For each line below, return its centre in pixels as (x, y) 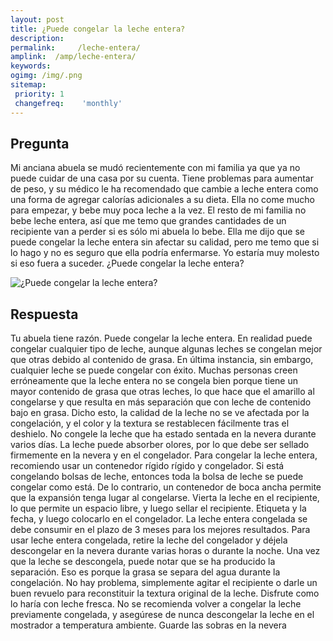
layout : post (37, 19)
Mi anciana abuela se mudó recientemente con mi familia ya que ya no (155, 168)
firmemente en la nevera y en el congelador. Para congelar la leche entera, (164, 455)
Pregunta (40, 143)
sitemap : (28, 85)
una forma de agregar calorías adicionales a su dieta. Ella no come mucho (163, 200)
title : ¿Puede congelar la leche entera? (98, 29)
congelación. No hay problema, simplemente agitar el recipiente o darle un (164, 583)
